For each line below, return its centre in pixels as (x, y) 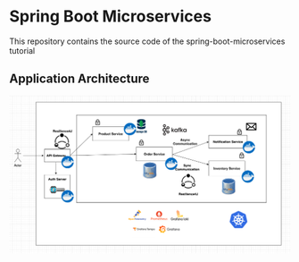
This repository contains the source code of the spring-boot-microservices (147, 41)
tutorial (22, 50)
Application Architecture (79, 79)
